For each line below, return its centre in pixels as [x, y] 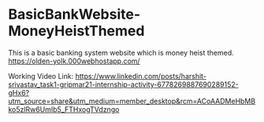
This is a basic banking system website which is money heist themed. [121, 52]
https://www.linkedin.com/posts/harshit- [141, 76]
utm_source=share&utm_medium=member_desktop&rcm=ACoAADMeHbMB [132, 101]
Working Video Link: [41, 76]
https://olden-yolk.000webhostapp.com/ [74, 61]
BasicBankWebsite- [74, 14]
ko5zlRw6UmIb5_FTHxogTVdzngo [64, 109]
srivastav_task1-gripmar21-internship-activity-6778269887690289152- [123, 84]
